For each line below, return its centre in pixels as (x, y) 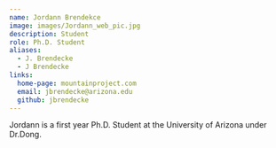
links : (21, 75)
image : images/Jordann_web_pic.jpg (75, 26)
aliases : (25, 51)
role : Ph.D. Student (47, 42)
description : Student (49, 34)
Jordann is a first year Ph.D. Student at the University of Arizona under (138, 125)
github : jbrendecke (53, 100)
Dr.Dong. (25, 135)
